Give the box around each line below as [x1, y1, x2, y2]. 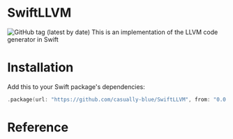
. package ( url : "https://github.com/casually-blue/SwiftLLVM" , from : [7, 96, 211, 103]
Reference [7, 120, 68, 135]
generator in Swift [7, 35, 59, 43]
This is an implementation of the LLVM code [91, 28, 218, 36]
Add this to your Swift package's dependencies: [7, 82, 145, 91]
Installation [7, 60, 74, 76]
